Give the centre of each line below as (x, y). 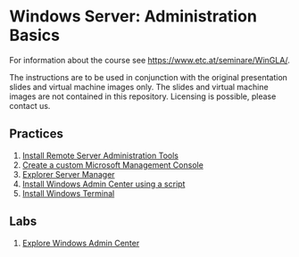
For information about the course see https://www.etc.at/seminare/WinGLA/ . (149, 60)
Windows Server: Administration (133, 17)
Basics (35, 35)
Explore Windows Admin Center (81, 243)
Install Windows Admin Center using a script (104, 184)
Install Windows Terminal (68, 193)
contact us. (30, 105)
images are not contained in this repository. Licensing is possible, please (143, 96)
